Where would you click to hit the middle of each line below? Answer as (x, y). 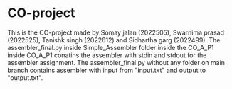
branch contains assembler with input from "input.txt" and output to (107, 70)
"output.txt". (25, 77)
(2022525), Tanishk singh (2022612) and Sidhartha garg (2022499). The (114, 40)
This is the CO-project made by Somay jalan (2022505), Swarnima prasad (116, 32)
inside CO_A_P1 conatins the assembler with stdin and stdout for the (107, 55)
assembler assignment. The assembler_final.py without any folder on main (116, 62)
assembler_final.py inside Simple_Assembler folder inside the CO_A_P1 (111, 47)
